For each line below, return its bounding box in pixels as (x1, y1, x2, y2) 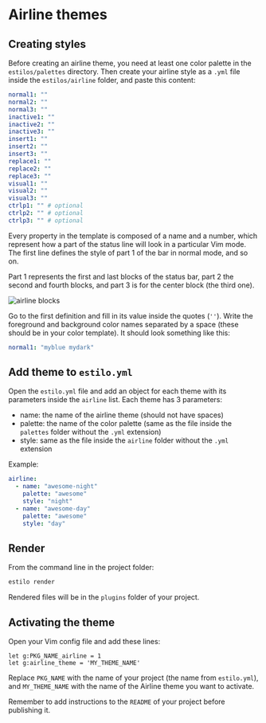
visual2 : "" (8, 187, 48, 195)
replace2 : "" (8, 165, 52, 173)
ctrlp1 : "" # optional (8, 201, 84, 210)
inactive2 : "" (8, 120, 56, 128)
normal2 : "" (8, 98, 48, 106)
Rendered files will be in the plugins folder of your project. (8, 592, 200, 602)
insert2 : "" (8, 143, 48, 150)
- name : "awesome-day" (15, 504, 91, 513)
